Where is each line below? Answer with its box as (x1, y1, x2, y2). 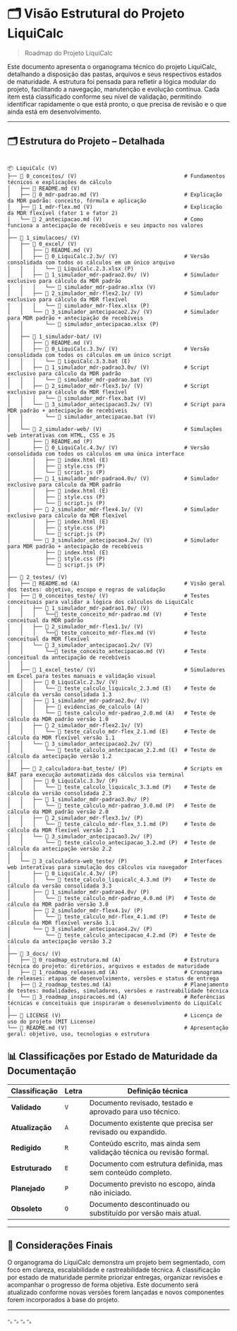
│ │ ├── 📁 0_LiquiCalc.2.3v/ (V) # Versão (7, 253, 210, 260)
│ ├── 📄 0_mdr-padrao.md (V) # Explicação (7, 191, 222, 198)
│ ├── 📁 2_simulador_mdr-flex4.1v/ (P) (7, 907, 143, 914)
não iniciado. (89, 1188, 132, 1198)
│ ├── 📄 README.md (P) (7, 438, 93, 445)
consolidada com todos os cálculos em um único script (7, 351, 172, 358)
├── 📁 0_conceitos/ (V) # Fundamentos (7, 172, 226, 180)
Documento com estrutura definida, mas (89, 1158, 224, 1168)
